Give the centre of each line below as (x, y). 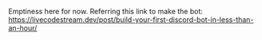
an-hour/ (23, 28)
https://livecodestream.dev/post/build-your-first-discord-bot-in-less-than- (131, 20)
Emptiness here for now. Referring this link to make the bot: (106, 11)
